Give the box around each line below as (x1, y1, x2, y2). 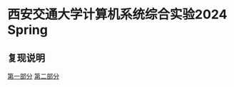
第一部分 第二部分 (7, 72, 59, 80)
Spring (7, 22, 49, 38)
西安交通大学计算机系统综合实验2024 (7, 6, 228, 23)
